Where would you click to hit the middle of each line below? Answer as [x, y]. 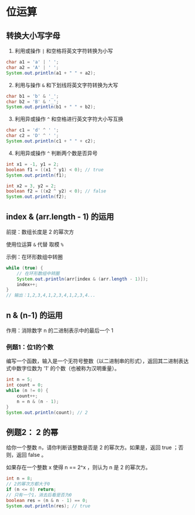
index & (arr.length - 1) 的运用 [60, 216]
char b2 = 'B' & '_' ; [33, 102]
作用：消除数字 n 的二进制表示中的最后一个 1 [60, 330]
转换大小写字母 [33, 36]
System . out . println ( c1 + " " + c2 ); [51, 141]
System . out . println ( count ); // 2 [47, 413]
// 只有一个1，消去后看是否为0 [39, 495]
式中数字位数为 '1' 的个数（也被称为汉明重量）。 [63, 368]
